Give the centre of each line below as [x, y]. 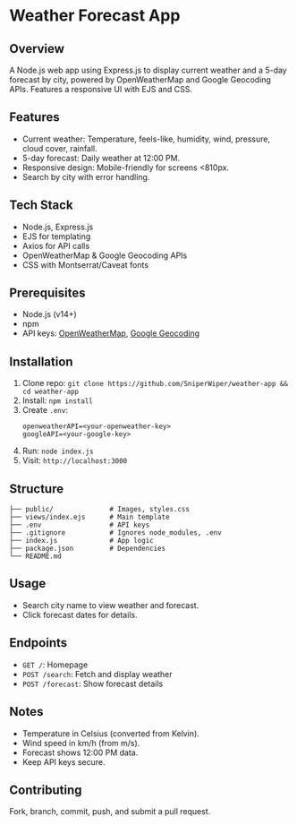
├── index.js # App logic [81, 541]
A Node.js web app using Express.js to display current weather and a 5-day [148, 70]
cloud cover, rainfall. [60, 148]
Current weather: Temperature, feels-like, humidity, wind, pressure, [146, 139]
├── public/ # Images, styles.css [100, 510]
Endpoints [38, 643]
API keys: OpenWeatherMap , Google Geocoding [110, 333]
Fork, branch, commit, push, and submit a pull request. [110, 812]
